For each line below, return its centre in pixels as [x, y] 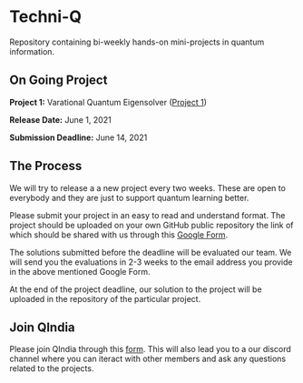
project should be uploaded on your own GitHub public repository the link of [151, 225]
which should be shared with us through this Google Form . [119, 235]
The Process [46, 166]
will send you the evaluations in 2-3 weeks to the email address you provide [151, 262]
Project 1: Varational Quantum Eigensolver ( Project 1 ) [108, 102]
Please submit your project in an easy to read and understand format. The [147, 215]
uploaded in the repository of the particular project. [105, 298]
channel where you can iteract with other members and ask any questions [148, 359]
